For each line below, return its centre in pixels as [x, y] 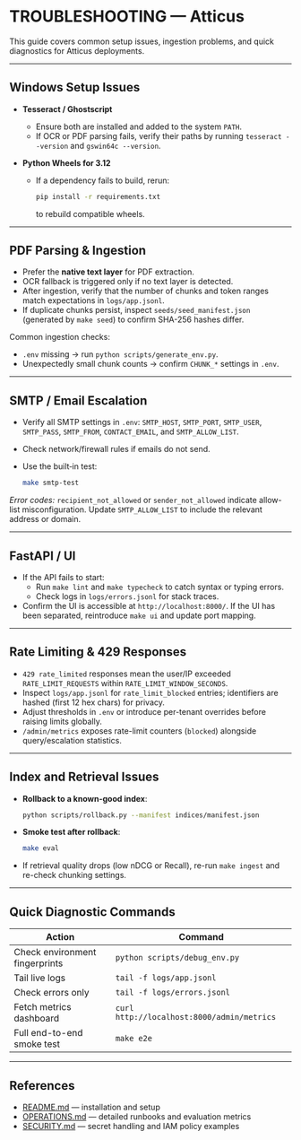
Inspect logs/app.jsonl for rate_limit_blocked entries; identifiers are [150, 692]
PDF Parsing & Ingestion [77, 251]
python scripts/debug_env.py [177, 958]
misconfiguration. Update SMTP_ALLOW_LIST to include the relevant [142, 509]
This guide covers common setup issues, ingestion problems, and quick [142, 41]
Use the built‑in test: [60, 466]
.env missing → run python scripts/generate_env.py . [120, 354]
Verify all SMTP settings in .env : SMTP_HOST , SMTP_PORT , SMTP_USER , [142, 422]
